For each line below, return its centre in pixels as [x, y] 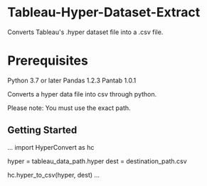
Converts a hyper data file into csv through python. [82, 94]
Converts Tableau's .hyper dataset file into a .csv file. [85, 32]
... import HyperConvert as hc [51, 147]
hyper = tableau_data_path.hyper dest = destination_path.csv [97, 161]
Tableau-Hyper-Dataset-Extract [104, 12]
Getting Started [42, 130]
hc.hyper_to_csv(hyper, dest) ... [54, 175]
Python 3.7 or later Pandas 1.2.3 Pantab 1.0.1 [72, 80]
